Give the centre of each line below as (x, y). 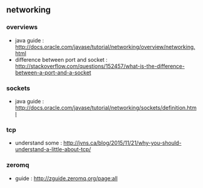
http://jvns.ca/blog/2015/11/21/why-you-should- (122, 143)
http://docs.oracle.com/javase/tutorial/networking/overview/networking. (105, 47)
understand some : (38, 143)
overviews (22, 27)
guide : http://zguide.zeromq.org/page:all (66, 178)
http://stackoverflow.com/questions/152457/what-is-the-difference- (100, 66)
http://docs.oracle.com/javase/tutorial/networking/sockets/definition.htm (106, 108)
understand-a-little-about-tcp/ (53, 149)
